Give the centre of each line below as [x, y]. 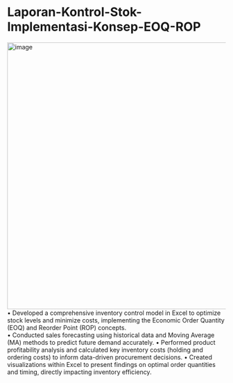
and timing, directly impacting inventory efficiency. [79, 372]
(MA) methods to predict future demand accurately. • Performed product [112, 342]
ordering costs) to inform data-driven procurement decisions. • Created [110, 357]
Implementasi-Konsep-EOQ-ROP [104, 27]
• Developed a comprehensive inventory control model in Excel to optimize [114, 313]
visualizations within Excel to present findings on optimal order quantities [112, 364]
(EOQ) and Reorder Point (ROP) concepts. [67, 327]
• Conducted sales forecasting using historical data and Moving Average [111, 335]
